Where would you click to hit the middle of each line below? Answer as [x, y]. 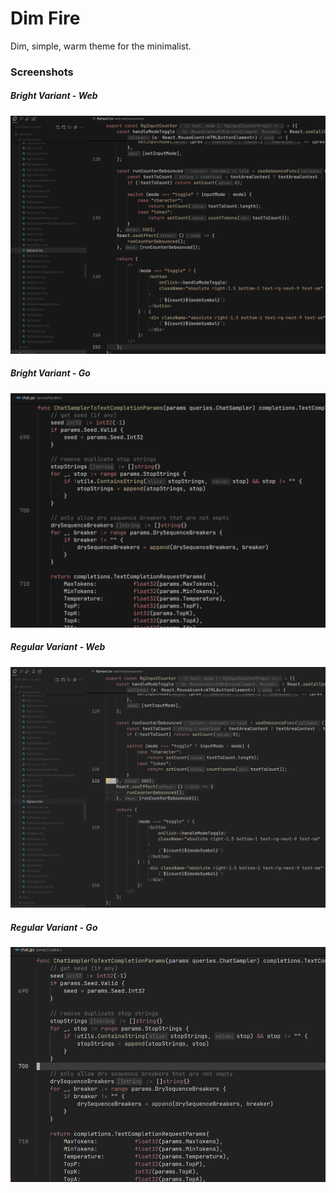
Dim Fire [45, 18]
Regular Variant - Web [58, 647]
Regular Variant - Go [54, 927]
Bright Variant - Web [54, 96]
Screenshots [42, 72]
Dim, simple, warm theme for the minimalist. [101, 46]
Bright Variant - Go [50, 373]
